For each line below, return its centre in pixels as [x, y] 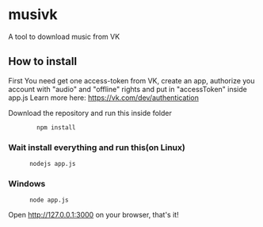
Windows [27, 183]
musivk [33, 15]
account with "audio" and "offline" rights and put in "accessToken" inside [128, 89]
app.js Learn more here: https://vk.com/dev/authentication [104, 98]
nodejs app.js [53, 164]
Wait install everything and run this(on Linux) [97, 147]
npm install [57, 127]
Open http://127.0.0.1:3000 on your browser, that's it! [94, 215]
